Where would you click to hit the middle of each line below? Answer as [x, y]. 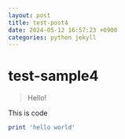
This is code [28, 113]
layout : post [29, 15]
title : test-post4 [38, 23]
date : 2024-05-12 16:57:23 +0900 [63, 30]
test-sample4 [53, 76]
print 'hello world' [42, 128]
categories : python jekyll [52, 37]
